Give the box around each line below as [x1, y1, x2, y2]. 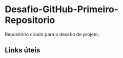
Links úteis [5, 46, 40, 54]
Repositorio [5, 14, 55, 26]
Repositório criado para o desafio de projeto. [5, 31, 99, 37]
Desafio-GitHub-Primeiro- [5, 4, 119, 15]
